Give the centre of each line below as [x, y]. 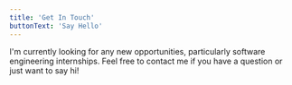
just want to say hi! [44, 70]
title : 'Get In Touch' [52, 17]
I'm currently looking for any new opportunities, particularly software [137, 51]
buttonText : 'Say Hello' [56, 26]
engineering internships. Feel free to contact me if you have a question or [146, 61]
